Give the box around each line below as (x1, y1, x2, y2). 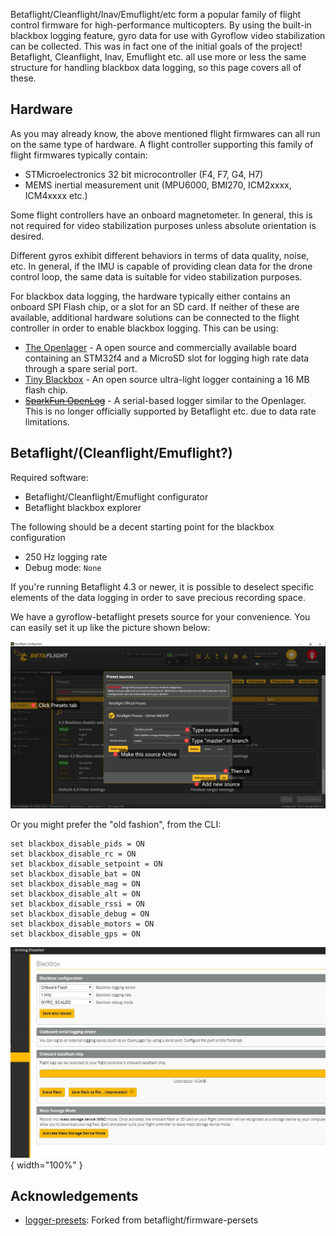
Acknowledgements (10, 1187, 139, 1204)
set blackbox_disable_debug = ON (10, 909, 150, 919)
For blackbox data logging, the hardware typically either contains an (10, 290, 291, 302)
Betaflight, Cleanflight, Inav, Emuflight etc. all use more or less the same (10, 51, 307, 63)
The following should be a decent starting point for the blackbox (10, 520, 275, 533)
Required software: (10, 471, 89, 483)
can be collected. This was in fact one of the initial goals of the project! (10, 40, 303, 52)
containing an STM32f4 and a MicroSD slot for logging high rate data (24, 352, 310, 364)
